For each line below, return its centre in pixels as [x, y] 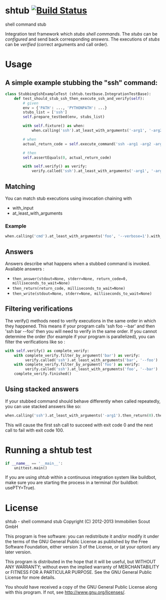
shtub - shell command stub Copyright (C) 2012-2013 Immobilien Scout [78, 521]
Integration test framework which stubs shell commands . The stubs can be [81, 34]
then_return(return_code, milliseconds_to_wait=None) [69, 288]
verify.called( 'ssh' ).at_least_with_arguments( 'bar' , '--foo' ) [91, 360]
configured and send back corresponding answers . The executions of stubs [83, 39]
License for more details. [30, 577]
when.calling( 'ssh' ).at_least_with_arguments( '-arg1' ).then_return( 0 [78, 415]
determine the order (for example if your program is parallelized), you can [80, 336]
